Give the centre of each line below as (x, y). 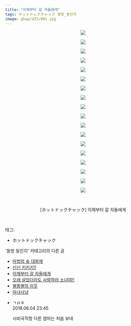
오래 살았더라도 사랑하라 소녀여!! (43, 280)
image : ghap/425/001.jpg (31, 19)
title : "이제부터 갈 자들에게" (33, 10)
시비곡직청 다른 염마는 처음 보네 (43, 319)
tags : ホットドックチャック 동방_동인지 (41, 14)
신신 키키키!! (24, 268)
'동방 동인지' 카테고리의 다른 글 (35, 251)
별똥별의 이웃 (25, 286)
